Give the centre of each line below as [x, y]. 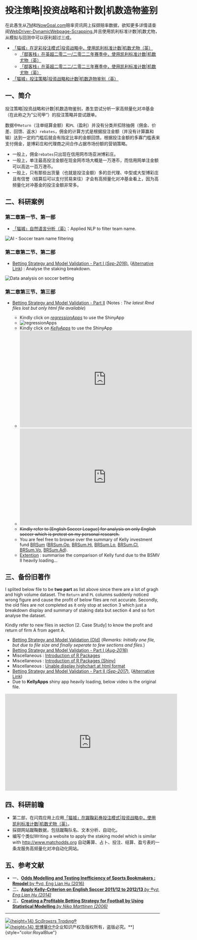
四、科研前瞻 [25, 805]
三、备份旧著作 [28, 577]
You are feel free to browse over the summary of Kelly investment [86, 540]
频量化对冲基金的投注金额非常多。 [47, 185]
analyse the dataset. [26, 615]
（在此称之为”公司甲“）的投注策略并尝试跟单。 [52, 115]
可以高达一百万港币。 [34, 166]
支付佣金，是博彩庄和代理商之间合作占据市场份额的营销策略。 [68, 143]
